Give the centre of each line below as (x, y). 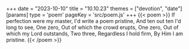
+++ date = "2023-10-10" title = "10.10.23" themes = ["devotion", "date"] (94, 9)
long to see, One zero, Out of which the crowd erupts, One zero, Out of (92, 27)
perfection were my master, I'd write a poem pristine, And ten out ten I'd (94, 21)
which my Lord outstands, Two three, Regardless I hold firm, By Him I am (94, 34)
